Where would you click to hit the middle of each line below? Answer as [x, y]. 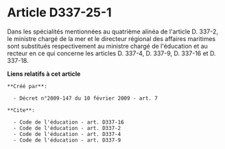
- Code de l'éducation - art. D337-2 [67, 128]
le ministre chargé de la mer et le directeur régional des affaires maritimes [111, 38]
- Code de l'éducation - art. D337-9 [67, 140]
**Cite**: [21, 110]
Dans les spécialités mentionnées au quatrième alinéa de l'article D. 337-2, [113, 31]
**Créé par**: [27, 86]
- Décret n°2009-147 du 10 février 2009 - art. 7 [85, 98]
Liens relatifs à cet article [44, 74]
